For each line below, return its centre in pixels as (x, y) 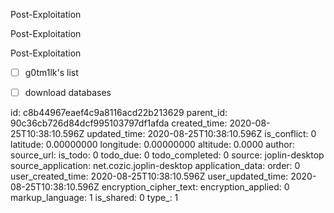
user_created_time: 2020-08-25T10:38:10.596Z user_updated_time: (149, 176)
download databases (68, 93)
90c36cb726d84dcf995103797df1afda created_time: (119, 123)
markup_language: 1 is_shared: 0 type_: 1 (94, 198)
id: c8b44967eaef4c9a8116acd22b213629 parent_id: (119, 113)
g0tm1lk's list (51, 72)
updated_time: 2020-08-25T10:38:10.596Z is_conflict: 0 (201, 134)
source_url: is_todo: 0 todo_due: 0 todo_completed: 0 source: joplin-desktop (167, 155)
